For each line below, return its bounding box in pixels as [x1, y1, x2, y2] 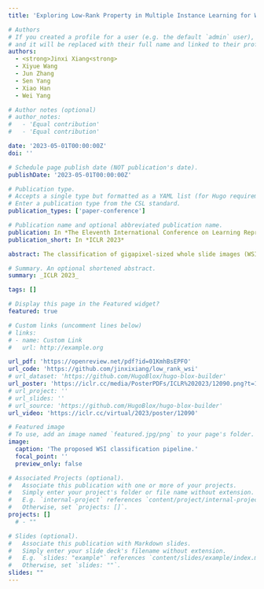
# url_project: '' [8, 387, 68, 395]
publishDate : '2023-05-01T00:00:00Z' [8, 171, 132, 179]
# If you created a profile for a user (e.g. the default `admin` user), [8, 33, 255, 41]
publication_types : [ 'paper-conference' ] [8, 207, 146, 215]
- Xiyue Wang [15, 62, 58, 71]
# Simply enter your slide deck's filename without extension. [8, 546, 226, 555]
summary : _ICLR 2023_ [8, 272, 79, 280]
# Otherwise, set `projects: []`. [8, 503, 128, 512]
